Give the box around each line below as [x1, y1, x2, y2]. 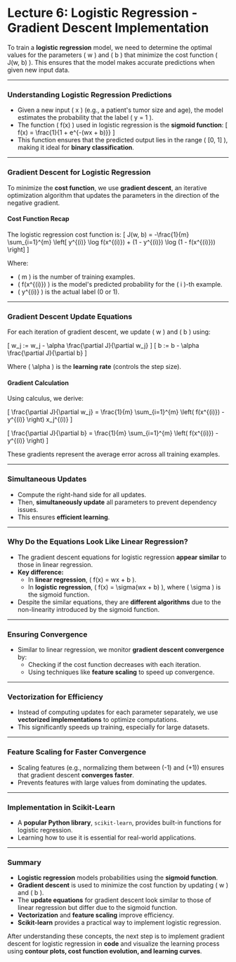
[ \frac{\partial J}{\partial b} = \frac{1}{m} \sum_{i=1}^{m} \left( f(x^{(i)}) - [7, 429, 219, 437]
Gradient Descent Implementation [7, 20, 209, 36]
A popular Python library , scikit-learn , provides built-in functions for [17, 818, 222, 827]
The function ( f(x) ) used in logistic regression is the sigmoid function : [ [17, 121, 228, 130]
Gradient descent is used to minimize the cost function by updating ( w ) [17, 881, 229, 889]
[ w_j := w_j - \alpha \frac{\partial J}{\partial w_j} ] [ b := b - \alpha [7, 342, 199, 350]
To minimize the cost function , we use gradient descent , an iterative [7, 183, 207, 192]
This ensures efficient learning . [17, 513, 110, 521]
